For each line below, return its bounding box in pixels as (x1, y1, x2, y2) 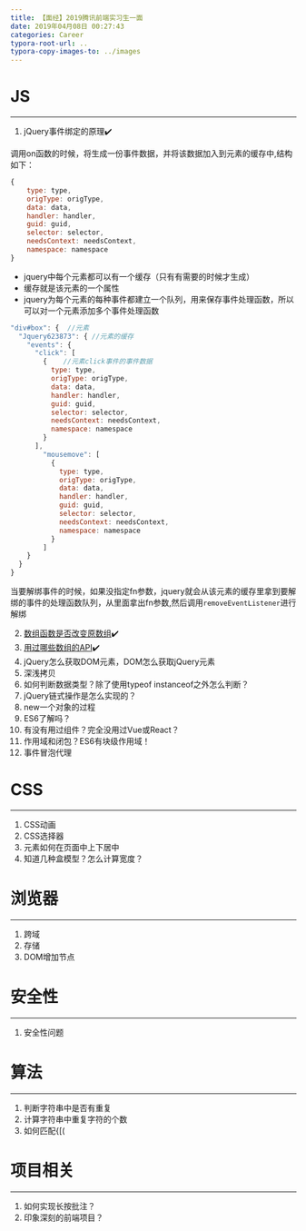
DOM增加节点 (23, 951, 75, 962)
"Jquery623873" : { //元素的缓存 (18, 332, 134, 341)
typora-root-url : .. (10, 38, 89, 48)
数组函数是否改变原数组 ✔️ (23, 628, 119, 639)
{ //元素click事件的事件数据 (43, 357, 153, 366)
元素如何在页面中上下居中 (23, 842, 120, 852)
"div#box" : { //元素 (10, 323, 90, 333)
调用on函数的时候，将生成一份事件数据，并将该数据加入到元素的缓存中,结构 (10, 148, 293, 159)
